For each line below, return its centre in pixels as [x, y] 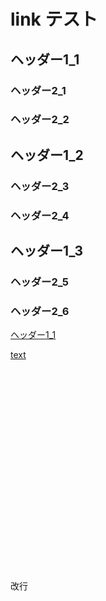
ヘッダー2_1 [38, 90]
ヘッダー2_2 [40, 120]
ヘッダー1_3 [47, 251]
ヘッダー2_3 [40, 186]
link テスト [54, 19]
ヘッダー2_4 [40, 215]
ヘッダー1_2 [47, 155]
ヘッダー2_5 [39, 282]
